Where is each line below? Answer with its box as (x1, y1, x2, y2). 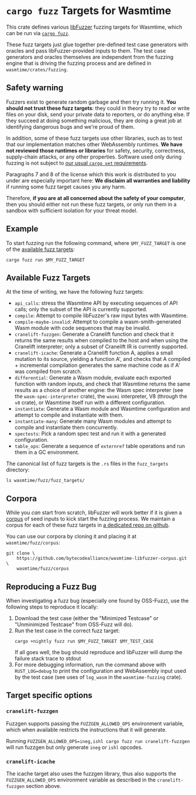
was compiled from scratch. (14, 368, 82, 375)
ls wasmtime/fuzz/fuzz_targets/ (6, 478, 85, 484)
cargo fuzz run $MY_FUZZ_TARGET (6, 257, 85, 263)
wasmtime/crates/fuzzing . (6, 66, 68, 73)
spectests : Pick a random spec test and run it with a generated (14, 430, 166, 437)
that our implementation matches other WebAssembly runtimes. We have (6, 140, 183, 147)
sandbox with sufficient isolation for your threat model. (6, 207, 138, 214)
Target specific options (6, 690, 92, 700)
